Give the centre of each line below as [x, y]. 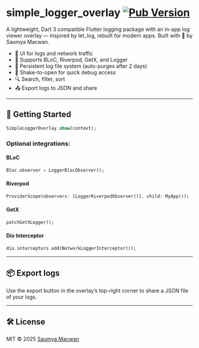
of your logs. [22, 297]
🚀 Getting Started [39, 115]
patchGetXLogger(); [30, 222]
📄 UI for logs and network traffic [54, 53]
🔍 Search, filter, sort [40, 79]
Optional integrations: [38, 143]
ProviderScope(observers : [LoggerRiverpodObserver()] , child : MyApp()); [98, 196]
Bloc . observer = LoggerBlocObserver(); [55, 170]
